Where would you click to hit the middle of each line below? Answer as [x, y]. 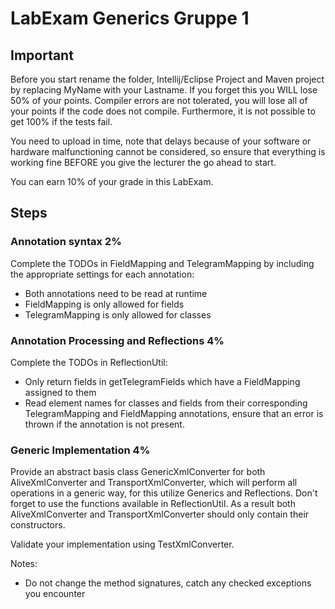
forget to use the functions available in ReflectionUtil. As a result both [153, 504]
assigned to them [60, 392]
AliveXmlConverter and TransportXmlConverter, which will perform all [154, 483]
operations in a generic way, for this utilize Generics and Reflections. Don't [164, 493]
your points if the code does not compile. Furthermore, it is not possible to [163, 111]
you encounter [55, 594]
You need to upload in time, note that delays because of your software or [161, 141]
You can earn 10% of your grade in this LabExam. [112, 181]
